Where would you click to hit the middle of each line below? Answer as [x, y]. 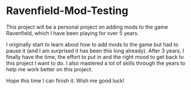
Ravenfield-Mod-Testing [67, 11]
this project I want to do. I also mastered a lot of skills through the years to [96, 63]
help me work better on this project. [49, 69]
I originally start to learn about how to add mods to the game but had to [92, 44]
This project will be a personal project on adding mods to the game [87, 27]
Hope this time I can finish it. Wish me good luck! [65, 81]
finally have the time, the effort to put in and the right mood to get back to [95, 57]
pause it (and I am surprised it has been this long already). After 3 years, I [95, 50]
